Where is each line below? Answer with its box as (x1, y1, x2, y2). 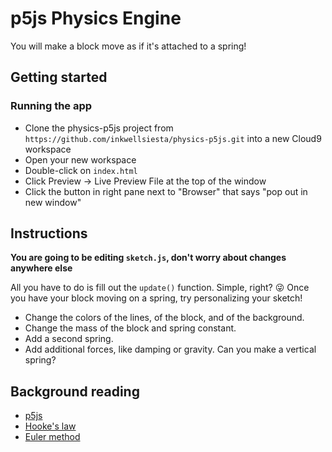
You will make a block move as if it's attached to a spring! (10, 40, 247, 52)
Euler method (24, 431, 81, 443)
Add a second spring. (24, 333, 114, 345)
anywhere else (10, 262, 73, 274)
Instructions (10, 225, 88, 242)
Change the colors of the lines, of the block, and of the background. (24, 312, 305, 324)
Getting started (10, 69, 108, 86)
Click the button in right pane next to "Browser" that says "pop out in (24, 185, 308, 197)
